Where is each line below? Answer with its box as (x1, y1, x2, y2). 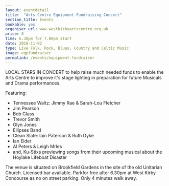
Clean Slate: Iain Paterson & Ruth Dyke (12, 133, 94, 139)
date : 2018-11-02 (5, 41, 42, 46)
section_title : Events (5, 17, 54, 22)
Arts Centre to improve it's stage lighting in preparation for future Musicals (5, 75, 162, 81)
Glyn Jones (12, 121, 37, 128)
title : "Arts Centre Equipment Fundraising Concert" (5, 12, 123, 17)
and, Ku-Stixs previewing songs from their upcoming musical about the (12, 149, 162, 155)
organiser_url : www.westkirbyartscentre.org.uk (5, 27, 109, 32)
